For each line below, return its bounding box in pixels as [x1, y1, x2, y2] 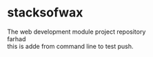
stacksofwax [7, 5, 83, 21]
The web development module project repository [7, 27, 146, 36]
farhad [7, 34, 26, 43]
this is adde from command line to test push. [7, 42, 134, 50]
